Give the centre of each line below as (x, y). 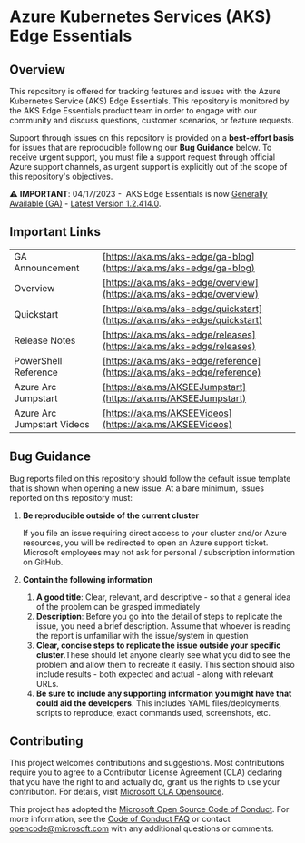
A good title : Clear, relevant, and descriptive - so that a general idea (163, 597)
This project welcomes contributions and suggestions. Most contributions (147, 763)
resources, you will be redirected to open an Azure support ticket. (145, 543)
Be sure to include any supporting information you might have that (164, 693)
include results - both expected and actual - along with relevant (155, 674)
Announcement (47, 268)
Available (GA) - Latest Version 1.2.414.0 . (85, 203)
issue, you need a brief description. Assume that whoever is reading (164, 626)
